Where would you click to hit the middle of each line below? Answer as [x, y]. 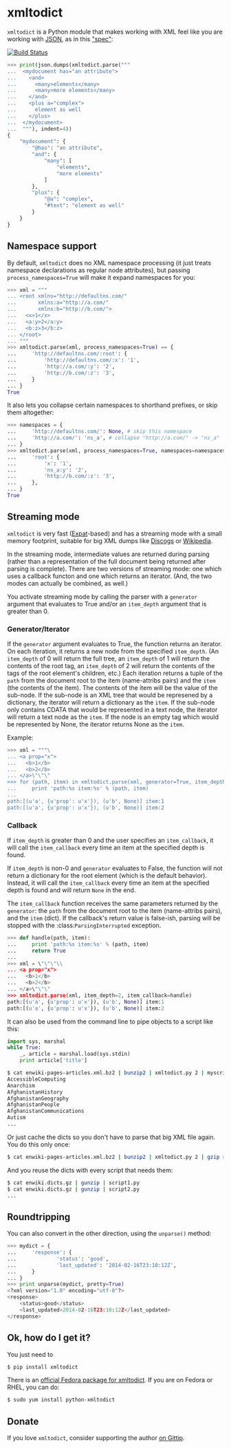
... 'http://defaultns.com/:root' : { [67, 354]
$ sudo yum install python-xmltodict [61, 1400]
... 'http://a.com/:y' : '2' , [61, 366]
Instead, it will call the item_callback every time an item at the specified [108, 883]
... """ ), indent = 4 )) [40, 129]
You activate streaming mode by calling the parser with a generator [102, 597]
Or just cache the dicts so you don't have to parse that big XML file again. [111, 1137]
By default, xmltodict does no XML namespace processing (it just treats [109, 263]
